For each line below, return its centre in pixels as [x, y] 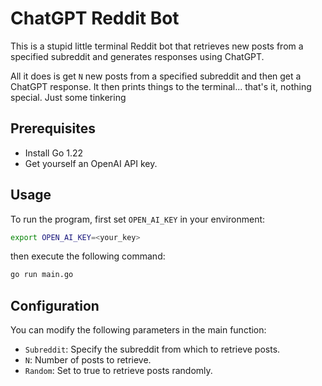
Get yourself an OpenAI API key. [91, 163]
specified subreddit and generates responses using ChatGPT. [137, 56]
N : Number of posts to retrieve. [88, 360]
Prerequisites [53, 128]
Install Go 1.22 [54, 153]
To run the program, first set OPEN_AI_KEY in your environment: [138, 219]
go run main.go [42, 275]
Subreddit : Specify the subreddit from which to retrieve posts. [152, 349]
